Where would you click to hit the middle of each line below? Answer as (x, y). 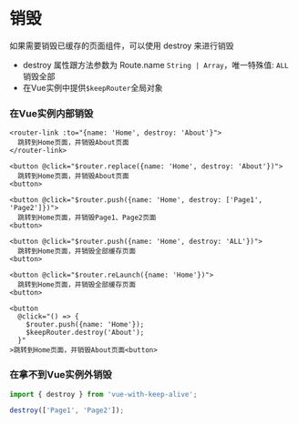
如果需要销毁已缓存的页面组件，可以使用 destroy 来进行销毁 (122, 45)
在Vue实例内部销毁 (51, 113)
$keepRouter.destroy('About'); (85, 333)
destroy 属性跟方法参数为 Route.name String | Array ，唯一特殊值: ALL (155, 65)
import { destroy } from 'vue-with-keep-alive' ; (103, 394)
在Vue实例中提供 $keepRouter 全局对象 (92, 87)
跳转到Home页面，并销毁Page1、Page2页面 (87, 218)
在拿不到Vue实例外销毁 (61, 375)
